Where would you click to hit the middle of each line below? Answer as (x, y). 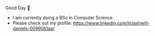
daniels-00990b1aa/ (33, 28)
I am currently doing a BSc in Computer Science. (63, 17)
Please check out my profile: (42, 23)
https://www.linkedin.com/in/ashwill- (111, 23)
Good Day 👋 (18, 8)
